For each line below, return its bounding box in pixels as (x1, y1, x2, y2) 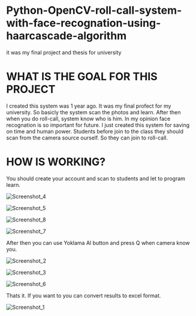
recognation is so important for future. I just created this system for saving (6, 121, 190, 129)
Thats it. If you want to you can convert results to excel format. (6, 291, 161, 299)
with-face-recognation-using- (6, 16, 161, 30)
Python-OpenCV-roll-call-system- (6, 4, 182, 17)
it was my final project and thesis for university (6, 48, 122, 56)
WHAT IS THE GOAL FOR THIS (6, 70, 158, 84)
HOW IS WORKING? (6, 155, 106, 169)
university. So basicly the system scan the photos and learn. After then (6, 108, 181, 116)
